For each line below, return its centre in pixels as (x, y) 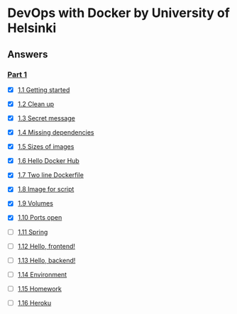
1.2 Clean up (36, 103)
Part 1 (17, 74)
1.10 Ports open (40, 218)
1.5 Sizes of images (46, 147)
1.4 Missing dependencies (56, 133)
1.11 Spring (33, 232)
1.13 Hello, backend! (46, 260)
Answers (28, 54)
